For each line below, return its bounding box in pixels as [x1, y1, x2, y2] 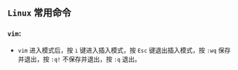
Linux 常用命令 [7, 6, 71, 19]
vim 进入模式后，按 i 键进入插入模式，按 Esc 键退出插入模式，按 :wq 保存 [17, 46, 231, 54]
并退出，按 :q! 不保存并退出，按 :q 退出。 [17, 54, 141, 63]
